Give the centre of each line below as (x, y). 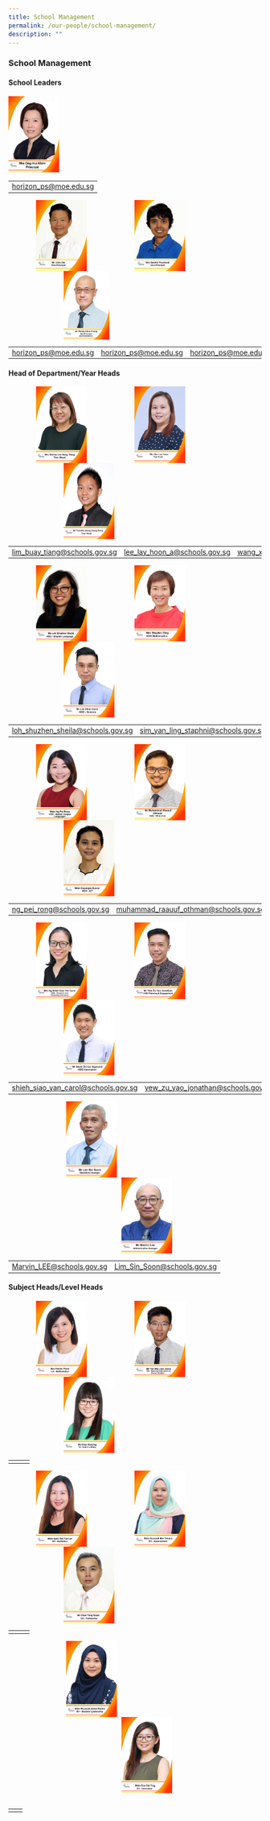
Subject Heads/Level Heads (56, 1287)
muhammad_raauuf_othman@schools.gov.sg (190, 909)
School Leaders (35, 82)
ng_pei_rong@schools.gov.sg (61, 909)
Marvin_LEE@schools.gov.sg (59, 1266)
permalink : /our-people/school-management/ (82, 25)
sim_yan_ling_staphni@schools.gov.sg (202, 730)
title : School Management (51, 17)
